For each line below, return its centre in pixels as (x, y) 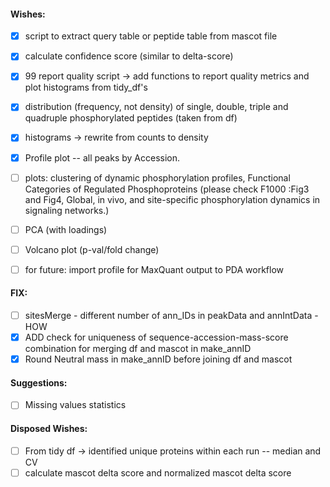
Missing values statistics (75, 405)
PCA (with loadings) (66, 229)
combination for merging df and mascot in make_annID (138, 349)
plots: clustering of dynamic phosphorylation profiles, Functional (157, 177)
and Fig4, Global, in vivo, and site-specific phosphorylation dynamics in (172, 199)
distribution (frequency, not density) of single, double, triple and (156, 107)
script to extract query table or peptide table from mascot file (151, 36)
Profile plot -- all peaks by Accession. (102, 157)
